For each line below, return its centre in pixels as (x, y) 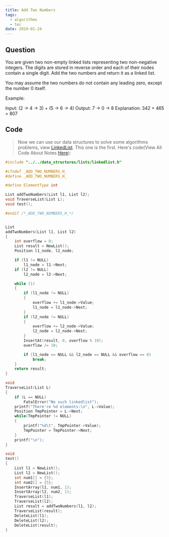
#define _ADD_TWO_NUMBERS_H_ (36, 176)
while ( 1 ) (25, 284)
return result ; (31, 369)
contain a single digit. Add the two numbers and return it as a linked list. (80, 73)
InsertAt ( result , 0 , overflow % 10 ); (63, 341)
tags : (11, 15)
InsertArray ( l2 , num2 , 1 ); (43, 492)
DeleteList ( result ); (36, 525)
